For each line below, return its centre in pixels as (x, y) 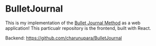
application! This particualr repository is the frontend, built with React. (78, 28)
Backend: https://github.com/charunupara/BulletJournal (64, 38)
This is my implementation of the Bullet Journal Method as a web (73, 23)
